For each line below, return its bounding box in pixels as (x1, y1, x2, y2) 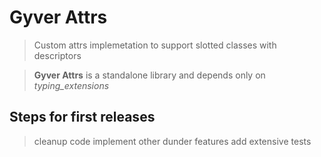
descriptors (33, 49, 82, 61)
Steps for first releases (9, 109, 156, 126)
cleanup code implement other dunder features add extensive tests (33, 135, 312, 147)
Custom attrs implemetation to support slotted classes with (33, 39, 277, 51)
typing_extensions (33, 79, 110, 91)
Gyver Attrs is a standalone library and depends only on (33, 69, 266, 81)
